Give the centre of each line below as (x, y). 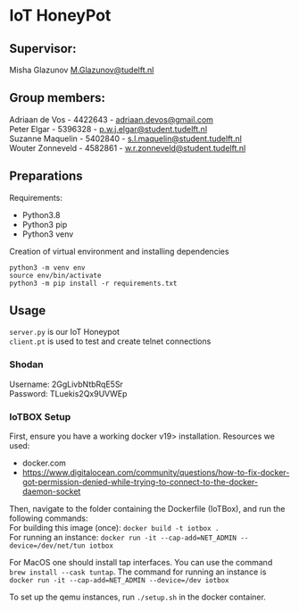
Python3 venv (48, 234)
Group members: (57, 98)
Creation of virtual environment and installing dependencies (119, 251)
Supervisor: (43, 49)
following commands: (49, 518)
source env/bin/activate (55, 275)
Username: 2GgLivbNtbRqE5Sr (66, 384)
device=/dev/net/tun (48, 546)
